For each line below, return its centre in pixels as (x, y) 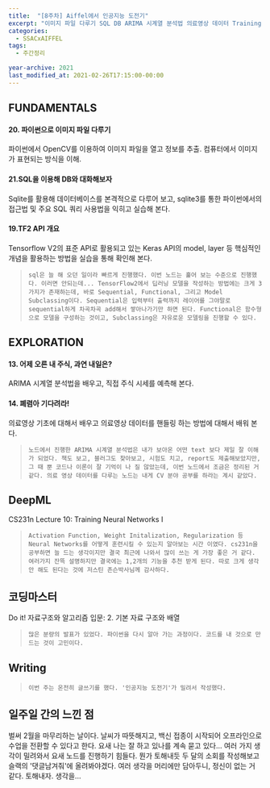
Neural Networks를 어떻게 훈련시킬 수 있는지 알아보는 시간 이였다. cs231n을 (143, 544)
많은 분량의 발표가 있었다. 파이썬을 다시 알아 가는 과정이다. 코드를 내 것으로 (140, 635)
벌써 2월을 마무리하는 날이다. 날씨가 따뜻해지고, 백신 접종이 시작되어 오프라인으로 (135, 736)
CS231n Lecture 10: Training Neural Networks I (86, 519)
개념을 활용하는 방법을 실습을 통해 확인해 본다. (81, 258)
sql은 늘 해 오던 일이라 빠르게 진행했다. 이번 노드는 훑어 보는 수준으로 (133, 275)
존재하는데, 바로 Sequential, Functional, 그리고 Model (135, 292)
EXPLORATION (46, 342)
